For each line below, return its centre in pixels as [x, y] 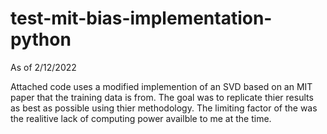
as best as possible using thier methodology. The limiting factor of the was [164, 108]
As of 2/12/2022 [43, 67]
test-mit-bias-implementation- [141, 18]
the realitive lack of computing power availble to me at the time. [141, 118]
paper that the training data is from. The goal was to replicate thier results [162, 97]
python [41, 39]
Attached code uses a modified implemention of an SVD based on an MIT [161, 86]
